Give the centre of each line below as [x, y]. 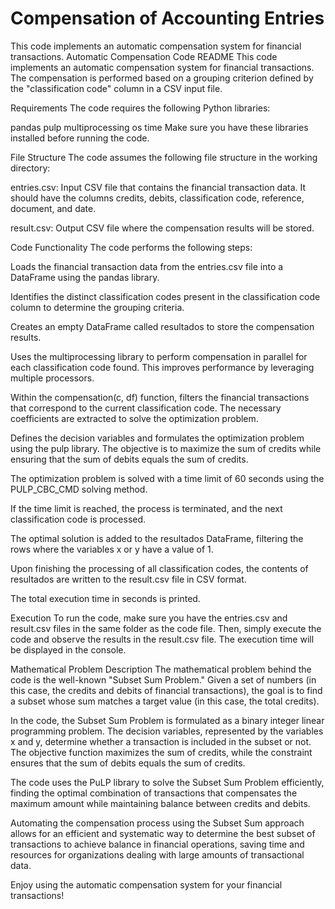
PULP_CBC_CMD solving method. [79, 489]
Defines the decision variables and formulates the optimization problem [157, 438]
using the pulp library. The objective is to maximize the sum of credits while [166, 448]
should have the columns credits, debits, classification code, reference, [157, 198]
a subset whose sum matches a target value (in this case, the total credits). [165, 701]
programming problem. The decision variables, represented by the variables [167, 731]
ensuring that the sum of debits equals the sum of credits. [129, 459]
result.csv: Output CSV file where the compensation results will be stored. [162, 228]
